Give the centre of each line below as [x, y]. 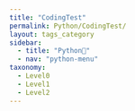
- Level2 [34, 92]
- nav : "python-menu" [58, 59]
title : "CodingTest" [48, 17]
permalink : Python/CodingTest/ [68, 26]
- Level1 [34, 84]
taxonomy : [28, 68]
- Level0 [34, 76]
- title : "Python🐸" [54, 51]
